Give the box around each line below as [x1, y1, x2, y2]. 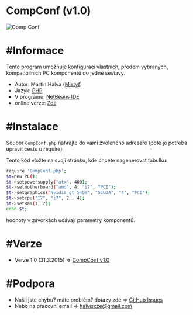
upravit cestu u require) [6, 145, 63, 153]
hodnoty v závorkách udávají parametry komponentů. [6, 216, 136, 223]
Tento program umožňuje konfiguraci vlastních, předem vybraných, [6, 63, 168, 70]
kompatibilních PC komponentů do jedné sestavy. [6, 69, 126, 77]
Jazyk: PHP [14, 86, 43, 94]
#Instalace [6, 120, 58, 133]
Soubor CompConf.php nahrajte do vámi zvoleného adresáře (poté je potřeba [6, 139, 188, 146]
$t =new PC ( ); [6, 174, 38, 179]
